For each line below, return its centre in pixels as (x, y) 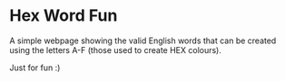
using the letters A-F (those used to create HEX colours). (116, 49)
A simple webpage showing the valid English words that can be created (143, 40)
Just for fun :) (35, 67)
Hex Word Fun (64, 16)
